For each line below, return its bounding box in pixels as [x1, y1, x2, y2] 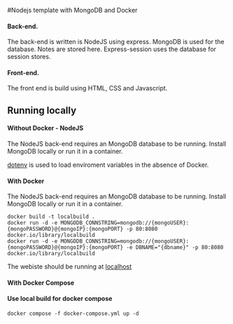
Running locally [7, 104, 77, 116]
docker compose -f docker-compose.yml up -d [7, 310, 139, 317]
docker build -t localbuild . [7, 213, 96, 220]
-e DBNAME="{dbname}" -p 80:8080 [126, 244, 224, 251]
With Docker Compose [7, 278, 75, 287]
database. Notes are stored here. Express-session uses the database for [7, 45, 217, 53]
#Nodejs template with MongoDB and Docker [7, 6, 138, 14]
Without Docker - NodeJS [7, 124, 84, 133]
